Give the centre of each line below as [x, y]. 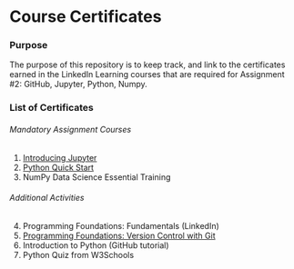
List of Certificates [51, 108]
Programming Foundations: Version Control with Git [119, 235]
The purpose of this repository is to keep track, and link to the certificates [147, 65]
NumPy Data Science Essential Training [96, 177]
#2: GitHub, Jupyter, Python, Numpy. [78, 85]
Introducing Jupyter [60, 157]
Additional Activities [47, 198]
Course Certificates [86, 17]
